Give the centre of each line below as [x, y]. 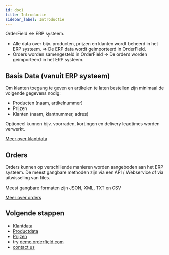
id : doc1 [14, 10]
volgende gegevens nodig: [33, 93]
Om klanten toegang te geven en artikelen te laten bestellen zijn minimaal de [85, 88]
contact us [24, 247]
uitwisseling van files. [28, 178]
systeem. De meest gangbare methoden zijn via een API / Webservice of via [85, 172]
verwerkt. [15, 129]
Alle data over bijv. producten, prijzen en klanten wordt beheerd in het [85, 44]
